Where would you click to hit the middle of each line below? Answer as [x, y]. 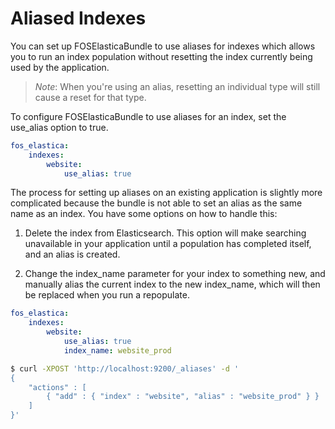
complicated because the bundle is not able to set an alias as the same [156, 203]
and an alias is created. [72, 254]
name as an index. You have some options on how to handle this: [144, 214]
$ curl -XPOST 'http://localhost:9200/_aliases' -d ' [125, 368]
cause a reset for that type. [90, 97]
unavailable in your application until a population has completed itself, [168, 244]
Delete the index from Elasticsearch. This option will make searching [165, 233]
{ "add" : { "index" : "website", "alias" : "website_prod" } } [183, 397]
